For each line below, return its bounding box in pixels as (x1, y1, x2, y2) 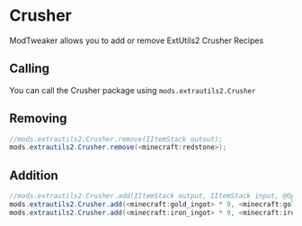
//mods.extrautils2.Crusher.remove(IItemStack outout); (9, 135, 223, 143)
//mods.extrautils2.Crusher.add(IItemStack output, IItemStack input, (9, 192, 280, 201)
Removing (9, 111, 67, 126)
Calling (9, 61, 50, 76)
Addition (9, 168, 58, 183)
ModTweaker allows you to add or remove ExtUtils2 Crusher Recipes (9, 35, 264, 46)
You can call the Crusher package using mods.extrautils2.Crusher (9, 84, 256, 95)
